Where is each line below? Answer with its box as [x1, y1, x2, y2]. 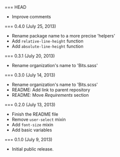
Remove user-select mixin [11, 117, 66, 122]
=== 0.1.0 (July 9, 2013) [4, 137, 53, 142]
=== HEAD [4, 4, 27, 10]
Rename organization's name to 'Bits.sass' [11, 63, 98, 68]
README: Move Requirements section [11, 92, 89, 98]
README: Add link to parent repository [11, 87, 90, 93]
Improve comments [11, 14, 51, 19]
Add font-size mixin [11, 122, 54, 127]
